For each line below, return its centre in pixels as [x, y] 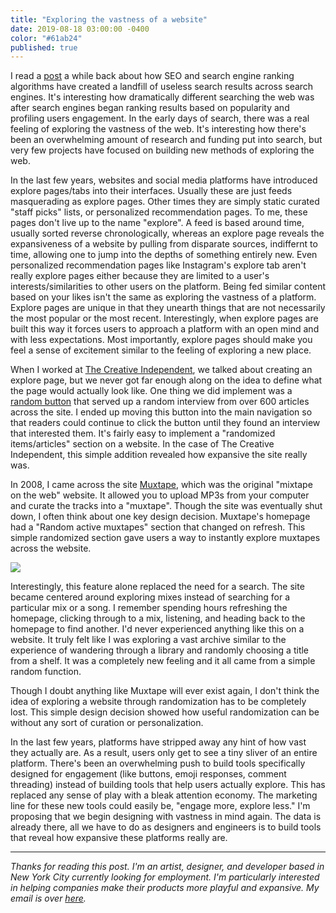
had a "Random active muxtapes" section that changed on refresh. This [158, 527]
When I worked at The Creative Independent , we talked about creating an [161, 370]
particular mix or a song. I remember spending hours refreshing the [149, 608]
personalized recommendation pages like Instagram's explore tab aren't [158, 265]
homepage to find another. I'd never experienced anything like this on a [157, 629]
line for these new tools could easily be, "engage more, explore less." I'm [160, 806]
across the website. [51, 548]
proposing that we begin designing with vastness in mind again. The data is [166, 817]
